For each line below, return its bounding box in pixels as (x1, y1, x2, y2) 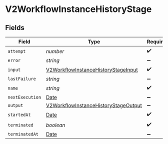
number (45, 47, 64, 54)
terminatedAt (7, 131, 39, 137)
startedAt (7, 111, 31, 117)
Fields (5, 23, 25, 32)
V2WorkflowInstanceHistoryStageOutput (45, 102, 142, 108)
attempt (7, 48, 26, 54)
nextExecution (7, 94, 41, 100)
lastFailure (7, 76, 36, 81)
